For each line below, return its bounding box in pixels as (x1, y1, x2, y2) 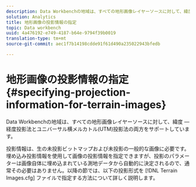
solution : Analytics (6, 14, 57, 20)
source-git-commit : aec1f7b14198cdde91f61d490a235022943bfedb (6, 41, 160, 47)
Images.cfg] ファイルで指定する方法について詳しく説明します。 (6, 174, 159, 181)
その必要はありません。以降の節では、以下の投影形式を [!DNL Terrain (10, 167, 178, 174)
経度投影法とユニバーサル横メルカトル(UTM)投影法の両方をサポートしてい (6, 125, 185, 132)
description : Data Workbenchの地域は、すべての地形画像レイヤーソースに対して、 (6, 8, 184, 15)
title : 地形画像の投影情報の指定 (6, 19, 77, 25)
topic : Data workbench (6, 24, 61, 31)
